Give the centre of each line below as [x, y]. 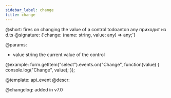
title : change [21, 15]
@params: [16, 44]
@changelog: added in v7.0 [34, 89]
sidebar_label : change [30, 10]
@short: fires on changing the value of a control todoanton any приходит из [86, 29]
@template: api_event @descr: [38, 80]
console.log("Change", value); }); [40, 70]
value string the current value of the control [59, 55]
